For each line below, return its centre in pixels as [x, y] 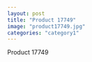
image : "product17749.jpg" [46, 26]
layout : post [26, 13]
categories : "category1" [43, 33]
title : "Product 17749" [42, 20]
